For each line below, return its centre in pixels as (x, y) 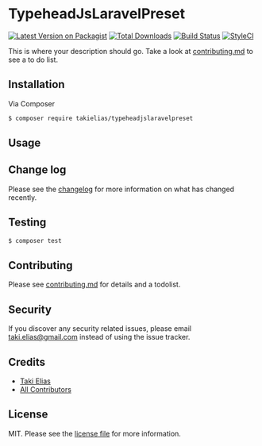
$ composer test (35, 240)
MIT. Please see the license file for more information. (94, 433)
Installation (37, 85)
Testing (27, 223)
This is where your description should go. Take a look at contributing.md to (131, 51)
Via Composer (32, 103)
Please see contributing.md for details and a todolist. (94, 285)
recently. (23, 197)
